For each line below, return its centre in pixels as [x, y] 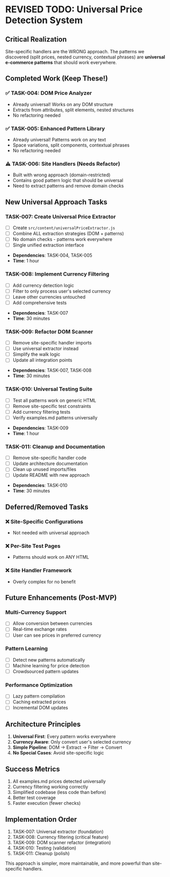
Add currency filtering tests [41, 412]
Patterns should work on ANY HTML [51, 557]
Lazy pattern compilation [39, 696]
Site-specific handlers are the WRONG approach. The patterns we [75, 52]
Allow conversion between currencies [53, 623]
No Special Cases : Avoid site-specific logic [58, 753]
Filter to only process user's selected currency [62, 291]
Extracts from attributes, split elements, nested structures [73, 110]
